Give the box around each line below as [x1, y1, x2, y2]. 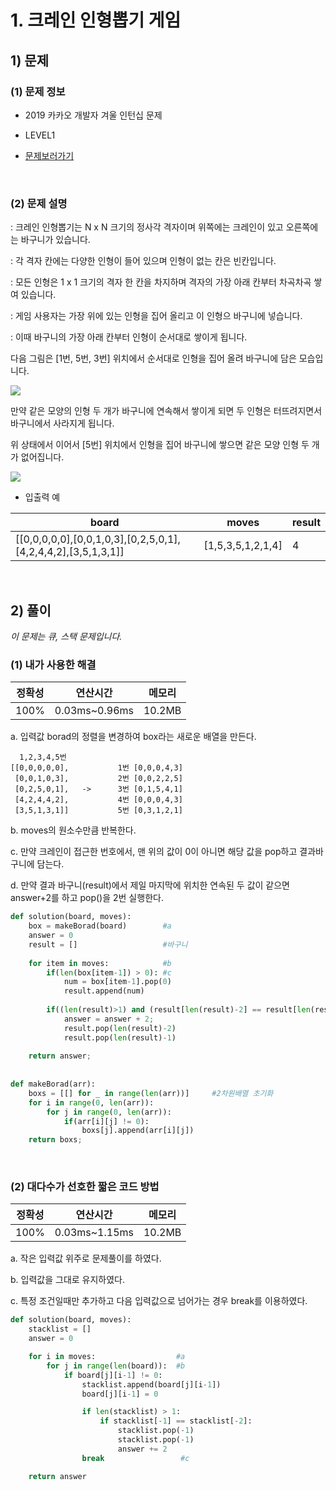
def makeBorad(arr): [10, 1079, 97, 1090]
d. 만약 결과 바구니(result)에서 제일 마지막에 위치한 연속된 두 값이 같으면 [10, 879, 290, 891]
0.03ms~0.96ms [54, 704, 134, 718]
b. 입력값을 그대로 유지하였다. [10, 1274, 126, 1286]
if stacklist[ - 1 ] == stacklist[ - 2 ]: [99, 1416, 253, 1426]
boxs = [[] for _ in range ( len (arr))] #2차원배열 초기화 [28, 1088, 274, 1098]
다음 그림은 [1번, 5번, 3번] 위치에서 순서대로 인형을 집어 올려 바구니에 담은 [10, 352, 297, 365]
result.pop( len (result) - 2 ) [63, 1023, 177, 1033]
